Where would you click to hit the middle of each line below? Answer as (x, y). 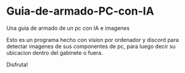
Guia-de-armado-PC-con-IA (80, 11)
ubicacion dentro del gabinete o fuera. (55, 52)
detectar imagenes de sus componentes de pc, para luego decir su (91, 46)
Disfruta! (17, 64)
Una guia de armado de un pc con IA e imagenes (68, 28)
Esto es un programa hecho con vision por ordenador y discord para (93, 40)
